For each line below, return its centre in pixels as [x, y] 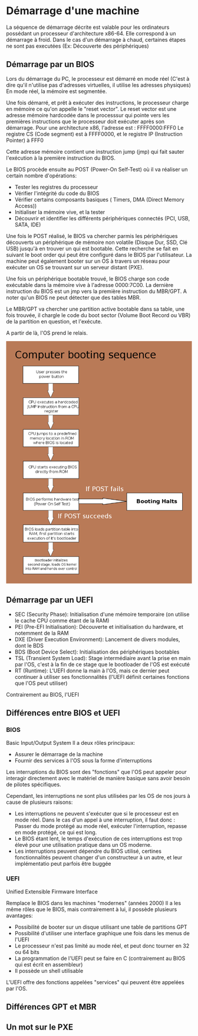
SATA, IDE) [28, 225]
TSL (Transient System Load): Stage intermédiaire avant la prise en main [103, 658]
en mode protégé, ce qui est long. [56, 832]
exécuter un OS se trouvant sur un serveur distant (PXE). [75, 267]
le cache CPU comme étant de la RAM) [62, 621]
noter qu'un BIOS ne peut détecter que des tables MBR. [74, 297]
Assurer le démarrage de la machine [59, 754]
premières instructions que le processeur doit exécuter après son [85, 121]
